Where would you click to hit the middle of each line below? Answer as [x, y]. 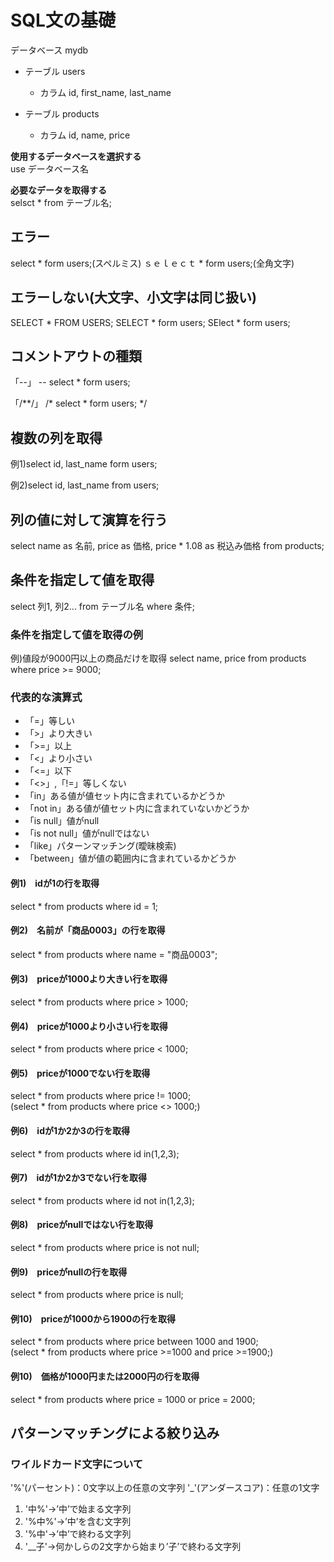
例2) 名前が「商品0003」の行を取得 [88, 930]
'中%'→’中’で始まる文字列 [78, 1509]
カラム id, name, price [85, 135]
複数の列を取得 [56, 437]
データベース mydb [49, 50]
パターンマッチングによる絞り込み [115, 1433]
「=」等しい [50, 721]
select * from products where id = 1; [84, 906]
